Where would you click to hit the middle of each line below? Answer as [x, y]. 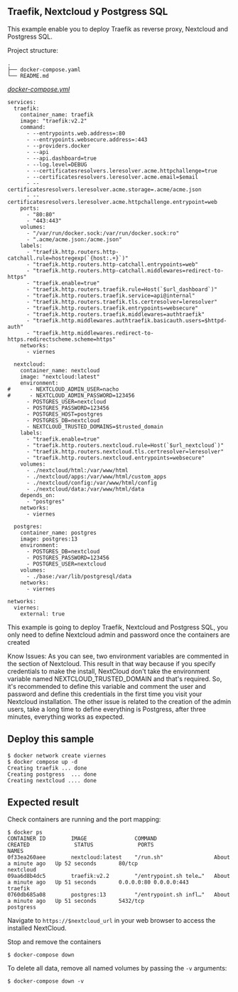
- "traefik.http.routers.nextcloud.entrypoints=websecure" [115, 458]
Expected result [43, 803]
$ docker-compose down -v [45, 981]
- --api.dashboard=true [61, 158]
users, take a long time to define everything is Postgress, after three [107, 709]
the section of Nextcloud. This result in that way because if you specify [112, 663]
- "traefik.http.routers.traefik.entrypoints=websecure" [112, 308]
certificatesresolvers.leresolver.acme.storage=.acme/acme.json [104, 189]
